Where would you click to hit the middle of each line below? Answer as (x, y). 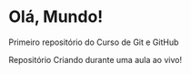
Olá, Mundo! (56, 17)
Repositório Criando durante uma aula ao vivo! (95, 59)
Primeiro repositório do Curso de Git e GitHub (94, 42)
